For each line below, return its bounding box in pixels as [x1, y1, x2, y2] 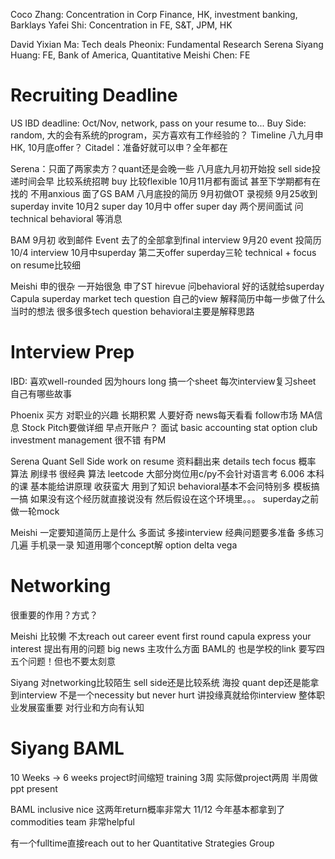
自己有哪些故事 [10, 387, 72, 399]
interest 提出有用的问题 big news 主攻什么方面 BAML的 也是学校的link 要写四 [10, 642, 325, 654]
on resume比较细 [10, 259, 81, 271]
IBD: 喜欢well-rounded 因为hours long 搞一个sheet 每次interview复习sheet [10, 375, 317, 387]
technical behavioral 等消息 [10, 212, 123, 224]
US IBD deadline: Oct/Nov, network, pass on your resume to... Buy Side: [10, 117, 307, 129]
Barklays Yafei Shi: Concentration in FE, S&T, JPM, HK [10, 19, 233, 31]
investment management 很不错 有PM [10, 434, 167, 446]
